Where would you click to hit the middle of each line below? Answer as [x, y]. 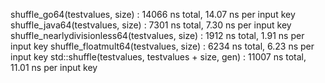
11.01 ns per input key [54, 67]
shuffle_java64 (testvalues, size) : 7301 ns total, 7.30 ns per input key [151, 25]
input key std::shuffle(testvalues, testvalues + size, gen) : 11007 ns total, [158, 57]
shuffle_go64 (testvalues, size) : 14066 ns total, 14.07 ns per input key [153, 14]
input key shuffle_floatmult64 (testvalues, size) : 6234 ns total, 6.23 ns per [162, 46]
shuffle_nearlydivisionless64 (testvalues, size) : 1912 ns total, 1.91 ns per [157, 35]
